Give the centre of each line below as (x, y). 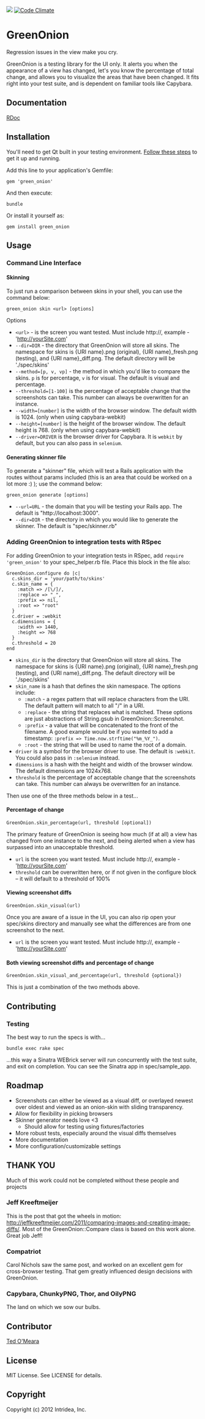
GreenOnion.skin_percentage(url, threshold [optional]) (79, 823)
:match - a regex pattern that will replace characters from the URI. (107, 699)
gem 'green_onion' (30, 181)
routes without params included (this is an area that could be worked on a (99, 477)
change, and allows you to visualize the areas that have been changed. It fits (103, 77)
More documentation (42, 1140)
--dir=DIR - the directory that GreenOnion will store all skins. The (97, 345)
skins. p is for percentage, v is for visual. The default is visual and (97, 378)
